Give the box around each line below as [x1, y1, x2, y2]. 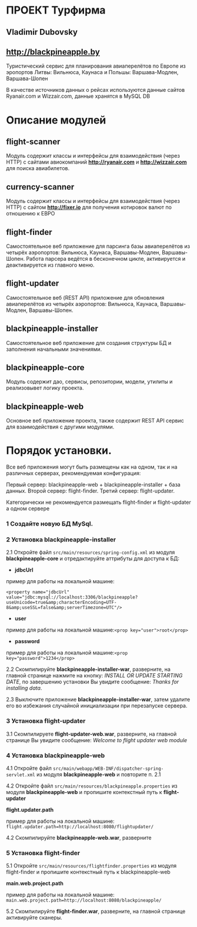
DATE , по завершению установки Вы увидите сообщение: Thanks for [6, 678, 179, 686]
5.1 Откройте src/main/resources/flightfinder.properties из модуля [6, 862, 177, 869]
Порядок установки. [6, 444, 112, 457]
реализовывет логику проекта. [6, 384, 84, 391]
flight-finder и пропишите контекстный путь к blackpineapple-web [6, 869, 171, 876]
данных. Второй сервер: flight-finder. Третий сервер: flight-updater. [6, 487, 175, 494]
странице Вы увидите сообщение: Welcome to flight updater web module [6, 736, 188, 743]
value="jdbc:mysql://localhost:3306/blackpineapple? [6, 594, 138, 600]
